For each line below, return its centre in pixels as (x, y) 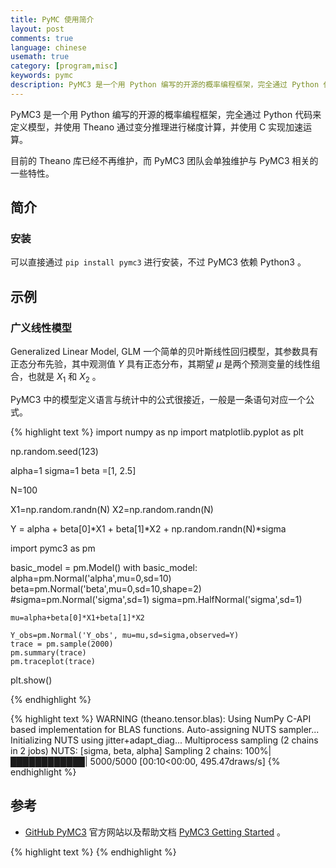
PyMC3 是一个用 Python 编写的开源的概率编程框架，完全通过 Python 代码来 (166, 114)
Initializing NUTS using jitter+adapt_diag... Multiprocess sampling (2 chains (164, 740)
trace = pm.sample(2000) (62, 644)
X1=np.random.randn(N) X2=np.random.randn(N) (112, 509)
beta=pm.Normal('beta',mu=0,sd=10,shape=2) (106, 588)
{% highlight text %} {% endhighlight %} (93, 852)
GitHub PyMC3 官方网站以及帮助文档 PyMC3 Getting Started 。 (155, 832)
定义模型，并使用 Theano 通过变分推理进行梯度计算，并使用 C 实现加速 (157, 127)
